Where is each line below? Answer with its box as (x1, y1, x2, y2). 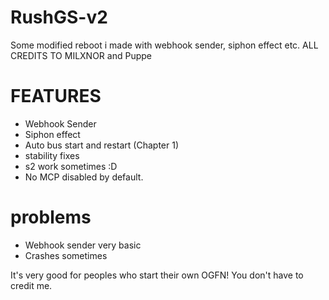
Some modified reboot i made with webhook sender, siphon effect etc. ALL (10, 39, 319, 51)
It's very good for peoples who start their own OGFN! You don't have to (10, 269, 304, 281)
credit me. (10, 279, 53, 291)
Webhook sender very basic (24, 239, 142, 251)
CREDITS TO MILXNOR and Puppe (10, 49, 152, 61)
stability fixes (24, 149, 80, 161)
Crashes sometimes (24, 249, 108, 261)
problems (10, 206, 92, 229)
